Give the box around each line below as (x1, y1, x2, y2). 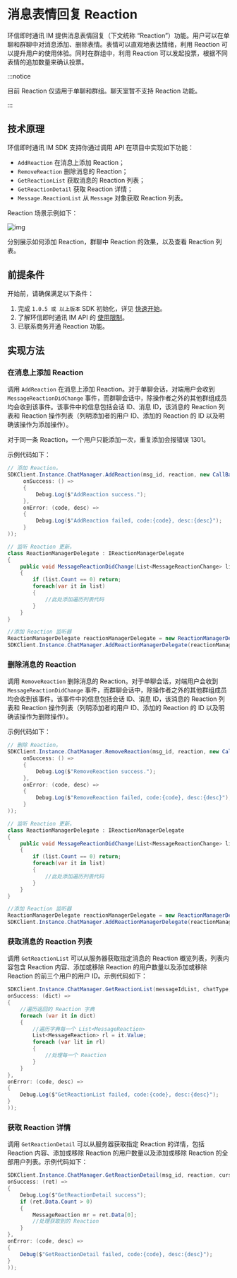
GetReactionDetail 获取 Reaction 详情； (17, 185, 133, 193)
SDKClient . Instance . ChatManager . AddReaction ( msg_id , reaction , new (7, 472, 210, 479)
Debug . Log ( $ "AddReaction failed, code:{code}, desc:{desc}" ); (35, 518, 222, 525)
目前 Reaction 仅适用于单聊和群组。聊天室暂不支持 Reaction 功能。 (7, 86, 201, 95)
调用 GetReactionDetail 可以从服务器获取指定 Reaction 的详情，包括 (7, 1140, 205, 1148)
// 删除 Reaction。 (7, 741, 61, 749)
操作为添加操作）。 (19, 421, 73, 429)
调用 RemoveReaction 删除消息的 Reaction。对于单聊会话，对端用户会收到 (7, 677, 219, 685)
